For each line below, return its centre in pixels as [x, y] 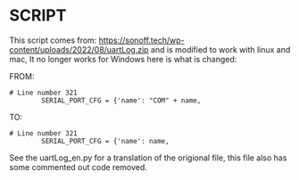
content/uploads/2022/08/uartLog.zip [79, 49]
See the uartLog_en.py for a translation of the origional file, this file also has [148, 158]
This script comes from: [53, 40]
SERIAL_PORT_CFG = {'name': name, [105, 141]
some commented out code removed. [78, 167]
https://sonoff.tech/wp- [141, 40]
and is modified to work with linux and [220, 49]
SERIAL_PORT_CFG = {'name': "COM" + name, [121, 100]
